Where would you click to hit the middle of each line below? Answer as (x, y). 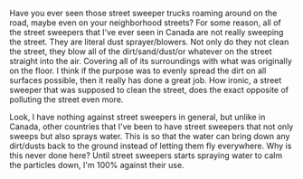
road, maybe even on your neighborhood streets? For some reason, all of (146, 23)
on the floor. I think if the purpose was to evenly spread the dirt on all (138, 71)
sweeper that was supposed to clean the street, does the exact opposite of (149, 90)
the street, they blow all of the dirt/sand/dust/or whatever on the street (141, 52)
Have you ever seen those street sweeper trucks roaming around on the (143, 13)
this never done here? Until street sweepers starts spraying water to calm (146, 155)
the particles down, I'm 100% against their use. (97, 165)
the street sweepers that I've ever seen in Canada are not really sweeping (147, 32)
